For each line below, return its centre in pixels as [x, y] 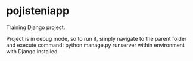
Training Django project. [36, 27]
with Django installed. [33, 51]
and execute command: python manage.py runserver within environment [95, 45]
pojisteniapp [38, 11]
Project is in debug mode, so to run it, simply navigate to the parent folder [96, 38]
